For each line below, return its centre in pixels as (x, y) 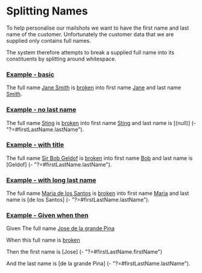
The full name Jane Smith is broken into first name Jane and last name (94, 88)
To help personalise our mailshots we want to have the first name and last (98, 28)
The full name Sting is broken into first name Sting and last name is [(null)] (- (101, 123)
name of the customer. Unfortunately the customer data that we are (90, 34)
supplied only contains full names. (49, 40)
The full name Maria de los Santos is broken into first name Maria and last (98, 193)
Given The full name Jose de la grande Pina (60, 228)
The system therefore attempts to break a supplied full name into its (90, 52)
